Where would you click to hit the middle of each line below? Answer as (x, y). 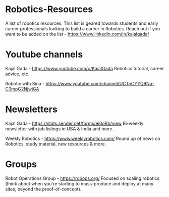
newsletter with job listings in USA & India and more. (60, 129)
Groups (21, 164)
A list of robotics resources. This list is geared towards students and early (82, 23)
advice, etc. (17, 74)
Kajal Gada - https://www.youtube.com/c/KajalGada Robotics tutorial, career (84, 68)
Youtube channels (44, 55)
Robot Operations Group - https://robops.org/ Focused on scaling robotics (82, 178)
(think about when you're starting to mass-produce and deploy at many (79, 183)
